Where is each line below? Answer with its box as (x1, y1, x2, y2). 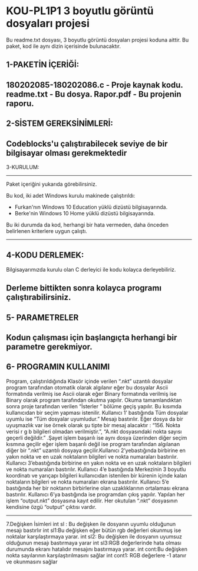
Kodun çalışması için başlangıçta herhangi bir (6, 333, 177, 343)
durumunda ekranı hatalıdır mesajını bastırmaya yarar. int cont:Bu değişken (6, 546, 187, 553)
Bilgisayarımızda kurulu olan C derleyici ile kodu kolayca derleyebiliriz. (6, 266, 176, 273)
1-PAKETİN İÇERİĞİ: (6, 60, 80, 70)
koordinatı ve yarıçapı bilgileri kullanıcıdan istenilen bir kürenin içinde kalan (6, 472, 187, 479)
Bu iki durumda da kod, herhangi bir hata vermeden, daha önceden (6, 221, 169, 228)
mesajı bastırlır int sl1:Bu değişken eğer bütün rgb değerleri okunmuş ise (6, 527, 181, 534)
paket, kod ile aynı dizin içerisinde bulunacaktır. (6, 43, 121, 50)
